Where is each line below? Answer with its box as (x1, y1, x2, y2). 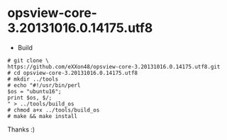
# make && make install (7, 112, 78, 119)
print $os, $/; (7, 94, 52, 101)
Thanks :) (7, 125, 35, 134)
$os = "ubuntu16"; (7, 88, 62, 95)
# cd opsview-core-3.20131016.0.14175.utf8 (7, 69, 138, 76)
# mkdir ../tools (7, 76, 59, 83)
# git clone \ (7, 57, 50, 64)
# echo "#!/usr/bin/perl (7, 81, 81, 89)
